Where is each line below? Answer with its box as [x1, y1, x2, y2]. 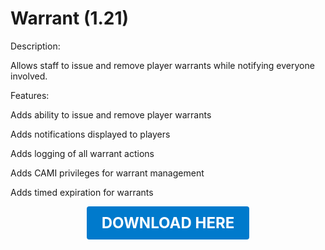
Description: [10, 40, 61, 52]
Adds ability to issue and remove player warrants [10, 108, 212, 121]
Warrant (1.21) [10, 7, 130, 30]
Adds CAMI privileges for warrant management [10, 167, 205, 179]
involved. [10, 70, 48, 82]
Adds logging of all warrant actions [10, 147, 155, 159]
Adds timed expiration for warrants [10, 186, 154, 198]
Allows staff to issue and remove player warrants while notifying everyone [10, 59, 315, 71]
